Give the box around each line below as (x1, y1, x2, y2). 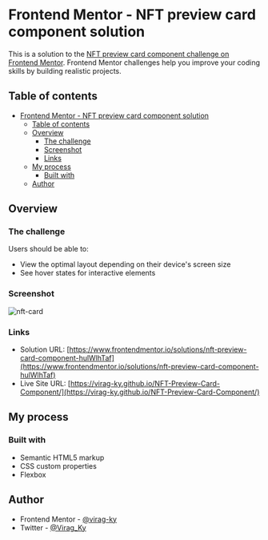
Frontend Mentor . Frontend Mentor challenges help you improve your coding (8, 58, 261, 67)
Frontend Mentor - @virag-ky (19, 514, 118, 524)
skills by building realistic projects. (8, 66, 122, 75)
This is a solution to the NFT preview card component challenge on (8, 49, 230, 58)
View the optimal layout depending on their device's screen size (19, 260, 231, 269)
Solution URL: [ (19, 345, 70, 354)
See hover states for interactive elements (19, 268, 156, 278)
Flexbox (19, 469, 46, 479)
